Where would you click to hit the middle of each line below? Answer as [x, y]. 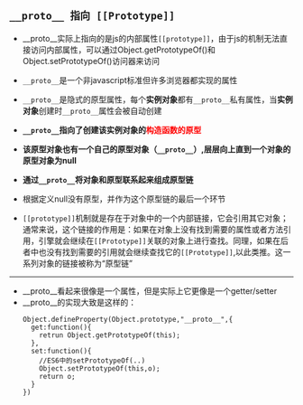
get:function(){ [61, 327]
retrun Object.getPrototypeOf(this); [110, 335]
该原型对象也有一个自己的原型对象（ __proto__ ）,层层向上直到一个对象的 [156, 149]
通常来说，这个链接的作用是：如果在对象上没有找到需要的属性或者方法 [153, 229]
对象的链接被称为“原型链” [86, 263]
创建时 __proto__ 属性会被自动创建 [100, 110]
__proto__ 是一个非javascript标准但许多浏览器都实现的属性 [130, 80]
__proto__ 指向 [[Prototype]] [92, 16]
